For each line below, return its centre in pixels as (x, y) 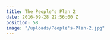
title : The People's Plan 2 (41, 11)
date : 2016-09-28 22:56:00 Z (42, 17)
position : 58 (22, 22)
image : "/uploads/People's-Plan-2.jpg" (56, 28)
